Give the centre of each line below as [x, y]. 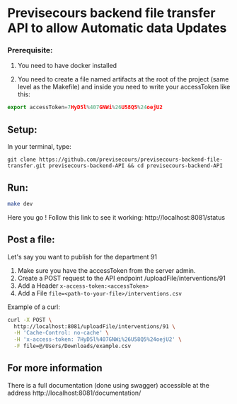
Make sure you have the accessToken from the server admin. [106, 270]
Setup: [22, 129]
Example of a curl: [34, 307]
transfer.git [27, 166]
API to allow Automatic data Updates [117, 28]
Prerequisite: [30, 50]
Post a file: [31, 240]
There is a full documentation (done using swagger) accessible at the [109, 385]
